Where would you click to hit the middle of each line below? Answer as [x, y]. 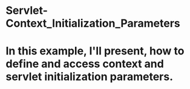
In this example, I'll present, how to [95, 51]
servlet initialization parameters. [90, 77]
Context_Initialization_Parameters [93, 23]
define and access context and [85, 64]
